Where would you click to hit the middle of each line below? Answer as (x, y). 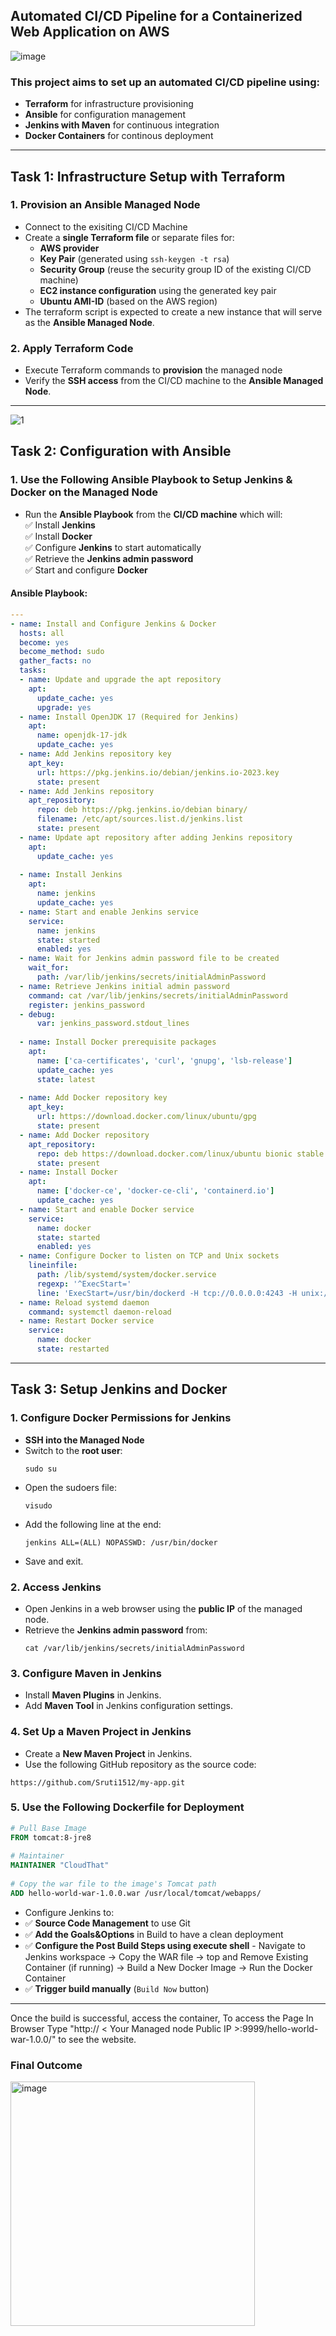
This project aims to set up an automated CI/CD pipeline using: (165, 82)
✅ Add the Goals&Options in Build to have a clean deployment (154, 1934)
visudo (38, 1505)
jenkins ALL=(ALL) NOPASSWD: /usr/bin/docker (121, 1542)
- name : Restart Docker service (87, 1321)
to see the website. (97, 2039)
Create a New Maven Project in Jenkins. (108, 1753)
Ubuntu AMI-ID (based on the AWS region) (128, 301)
